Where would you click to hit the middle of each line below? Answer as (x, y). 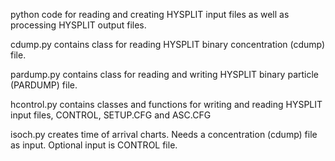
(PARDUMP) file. (44, 85)
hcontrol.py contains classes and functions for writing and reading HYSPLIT (166, 104)
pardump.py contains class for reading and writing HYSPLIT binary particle (165, 74)
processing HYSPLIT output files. (78, 25)
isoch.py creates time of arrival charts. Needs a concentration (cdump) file (164, 134)
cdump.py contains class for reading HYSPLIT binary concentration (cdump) (168, 44)
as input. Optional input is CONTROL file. (94, 145)
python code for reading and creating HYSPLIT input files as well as (150, 14)
